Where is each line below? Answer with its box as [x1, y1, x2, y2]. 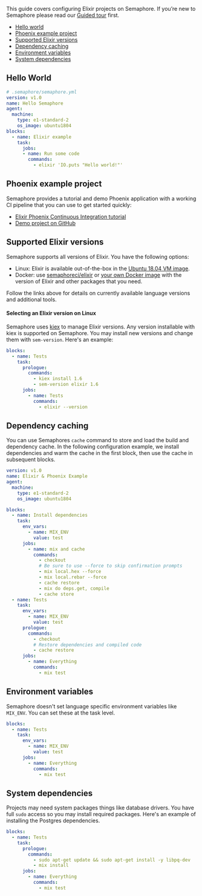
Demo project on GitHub [15, 219, 76, 226]
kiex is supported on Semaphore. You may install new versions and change [6, 329, 194, 336]
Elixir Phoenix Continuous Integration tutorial [15, 213, 126, 220]
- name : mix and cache [28, 546, 85, 552]
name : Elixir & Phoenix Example [6, 473, 88, 480]
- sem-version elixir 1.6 [33, 381, 99, 388]
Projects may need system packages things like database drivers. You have [6, 804, 195, 811]
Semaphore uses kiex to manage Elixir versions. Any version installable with [6, 323, 195, 330]
